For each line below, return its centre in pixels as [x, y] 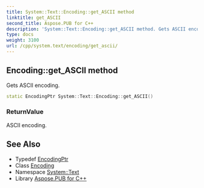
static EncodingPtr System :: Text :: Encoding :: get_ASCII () [80, 96]
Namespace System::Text [47, 172]
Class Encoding [35, 165]
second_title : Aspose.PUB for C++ [50, 23]
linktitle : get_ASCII [34, 18]
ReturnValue [25, 112]
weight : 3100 [23, 40]
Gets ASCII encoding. [33, 85]
